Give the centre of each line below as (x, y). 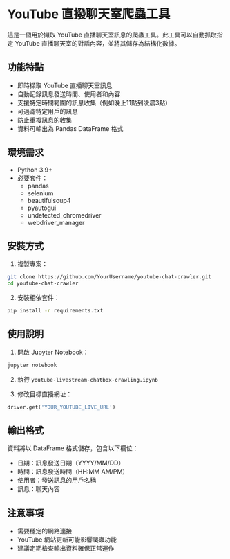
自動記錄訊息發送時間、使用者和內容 (69, 94)
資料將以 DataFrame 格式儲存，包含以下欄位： (73, 448)
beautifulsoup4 (49, 200)
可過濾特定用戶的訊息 (47, 111)
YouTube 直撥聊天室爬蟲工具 (89, 14)
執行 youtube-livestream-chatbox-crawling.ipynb (88, 379)
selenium (40, 193)
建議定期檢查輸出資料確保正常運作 (66, 549)
